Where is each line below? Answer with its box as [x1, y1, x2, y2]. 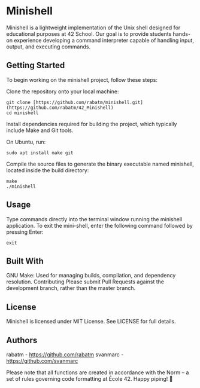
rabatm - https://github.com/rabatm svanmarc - [6, 351, 124, 358]
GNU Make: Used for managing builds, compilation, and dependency [6, 272, 176, 279]
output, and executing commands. [6, 43, 91, 50]
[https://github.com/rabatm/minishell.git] [32, 99, 144, 105]
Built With [6, 256, 44, 266]
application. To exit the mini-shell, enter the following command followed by [6, 222, 193, 229]
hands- [172, 30, 190, 37]
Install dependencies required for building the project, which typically [6, 120, 177, 127]
